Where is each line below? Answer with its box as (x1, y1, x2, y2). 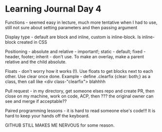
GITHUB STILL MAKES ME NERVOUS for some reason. (5, 122, 115, 128)
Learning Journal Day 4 (5, 3, 102, 15)
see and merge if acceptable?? (5, 98, 67, 104)
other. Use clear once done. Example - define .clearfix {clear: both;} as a (5, 73, 151, 79)
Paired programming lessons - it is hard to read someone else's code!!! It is (5, 108, 156, 114)
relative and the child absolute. (5, 59, 67, 65)
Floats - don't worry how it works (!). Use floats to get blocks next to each (5, 68, 153, 74)
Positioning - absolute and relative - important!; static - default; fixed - (5, 49, 146, 54)
